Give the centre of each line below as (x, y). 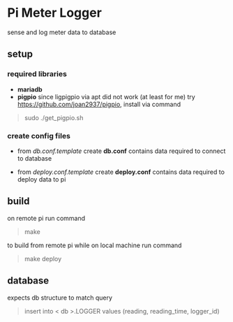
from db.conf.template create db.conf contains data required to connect (121, 151)
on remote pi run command (46, 218)
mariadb (30, 89)
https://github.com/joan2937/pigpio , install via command (99, 104)
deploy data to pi (42, 179)
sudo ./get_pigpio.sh (54, 117)
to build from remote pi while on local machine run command (95, 245)
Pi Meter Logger (55, 13)
